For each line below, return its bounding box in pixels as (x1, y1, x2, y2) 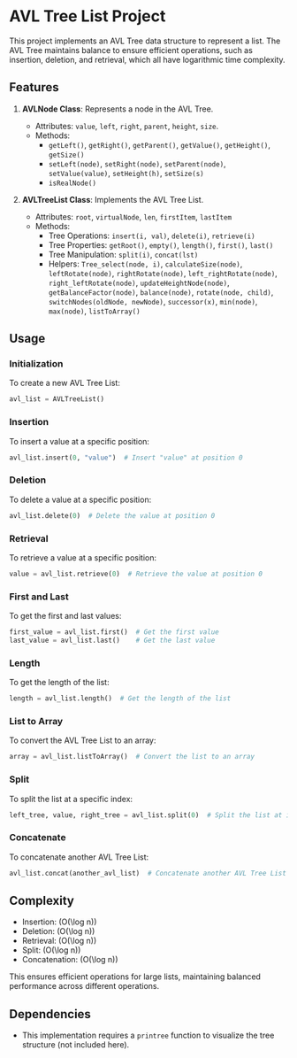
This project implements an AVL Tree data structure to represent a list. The (9, 35, 281, 46)
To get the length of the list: (9, 677, 110, 688)
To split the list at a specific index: (9, 793, 133, 804)
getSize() (48, 151, 85, 159)
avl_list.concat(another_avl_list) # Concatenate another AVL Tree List (9, 869, 287, 877)
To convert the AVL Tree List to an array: (9, 735, 156, 745)
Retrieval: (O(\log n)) (21, 936, 97, 946)
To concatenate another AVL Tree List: (9, 852, 149, 862)
